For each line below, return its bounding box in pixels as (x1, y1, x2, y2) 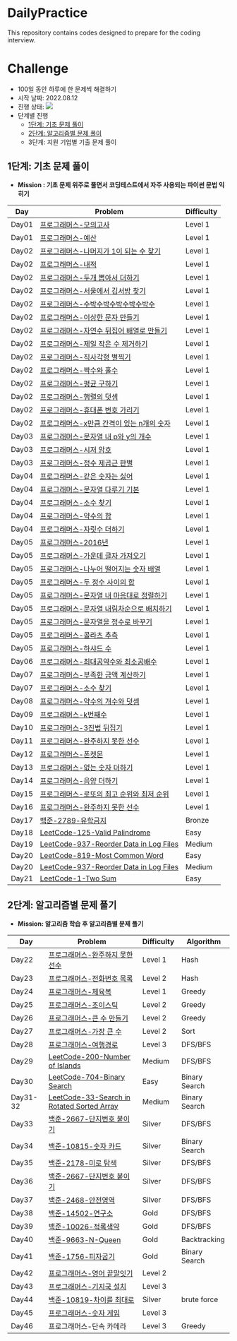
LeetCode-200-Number (48, 1051, 131, 1061)
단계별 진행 (17, 111, 49, 119)
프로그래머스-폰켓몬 (39, 749, 104, 759)
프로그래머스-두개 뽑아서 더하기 (39, 273, 140, 282)
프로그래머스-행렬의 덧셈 (39, 392, 119, 402)
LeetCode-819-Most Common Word (39, 850, 164, 860)
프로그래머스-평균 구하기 (39, 379, 119, 388)
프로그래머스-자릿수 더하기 (39, 524, 125, 534)
